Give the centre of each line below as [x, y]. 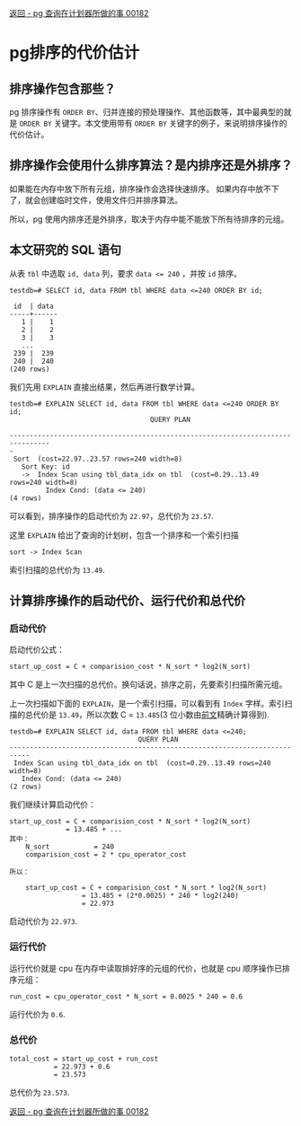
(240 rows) [30, 369]
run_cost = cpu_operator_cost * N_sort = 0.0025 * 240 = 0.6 [126, 996]
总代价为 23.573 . [40, 1092]
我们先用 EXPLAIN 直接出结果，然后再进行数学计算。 [104, 387]
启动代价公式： [37, 650]
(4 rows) [26, 498]
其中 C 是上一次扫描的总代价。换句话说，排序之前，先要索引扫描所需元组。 [148, 684]
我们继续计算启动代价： [53, 805]
